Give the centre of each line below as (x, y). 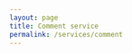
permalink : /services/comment (66, 34)
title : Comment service (54, 26)
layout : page (34, 18)
